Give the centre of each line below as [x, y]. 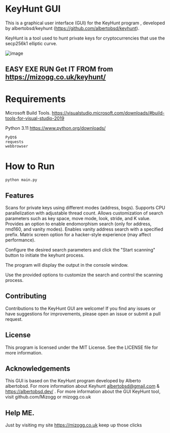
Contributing [26, 296]
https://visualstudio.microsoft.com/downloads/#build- [108, 113]
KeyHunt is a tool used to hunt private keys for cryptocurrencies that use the [85, 38]
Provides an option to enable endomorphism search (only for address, [78, 224]
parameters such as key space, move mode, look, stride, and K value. [78, 219]
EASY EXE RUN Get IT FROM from [59, 69]
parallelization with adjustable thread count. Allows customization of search [84, 213]
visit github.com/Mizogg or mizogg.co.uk [48, 397]
